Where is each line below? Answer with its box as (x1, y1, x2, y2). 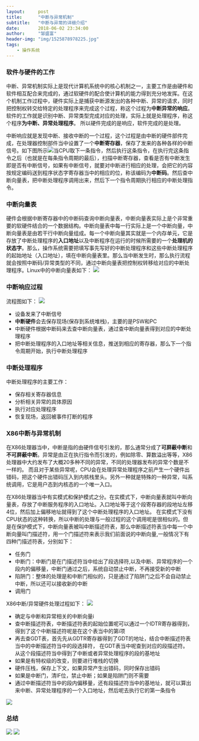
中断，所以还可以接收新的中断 (14, 580, 88, 587)
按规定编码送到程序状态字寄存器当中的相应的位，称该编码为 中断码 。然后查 (6, 170, 188, 177)
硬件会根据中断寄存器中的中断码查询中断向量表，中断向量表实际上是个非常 (6, 215, 188, 222)
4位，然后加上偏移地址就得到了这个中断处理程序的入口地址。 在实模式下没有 (6, 508, 192, 516)
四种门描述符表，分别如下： (6, 538, 74, 545)
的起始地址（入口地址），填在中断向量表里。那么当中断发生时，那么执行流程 (6, 252, 191, 259)
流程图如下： (6, 298, 37, 305)
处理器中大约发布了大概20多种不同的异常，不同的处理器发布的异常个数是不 (6, 459, 190, 466)
